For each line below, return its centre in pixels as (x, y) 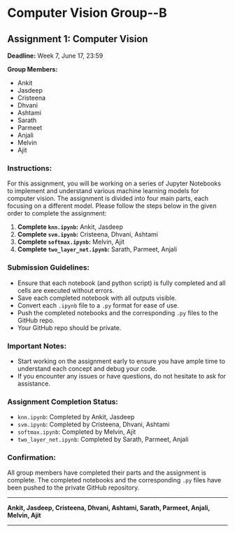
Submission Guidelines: (48, 268)
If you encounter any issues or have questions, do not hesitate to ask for (121, 376)
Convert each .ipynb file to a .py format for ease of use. (98, 305)
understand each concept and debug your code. (87, 368)
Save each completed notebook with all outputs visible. (97, 298)
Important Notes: (37, 346)
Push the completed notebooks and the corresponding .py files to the (117, 312)
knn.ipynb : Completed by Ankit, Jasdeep (76, 417)
